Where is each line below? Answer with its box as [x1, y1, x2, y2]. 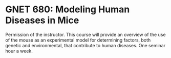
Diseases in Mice [5, 14, 79, 26]
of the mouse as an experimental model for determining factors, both [5, 37, 151, 43]
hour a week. [5, 48, 33, 54]
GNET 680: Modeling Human [5, 4, 130, 15]
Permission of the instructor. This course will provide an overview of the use [5, 31, 166, 37]
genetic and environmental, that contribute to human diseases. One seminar [5, 42, 165, 48]
